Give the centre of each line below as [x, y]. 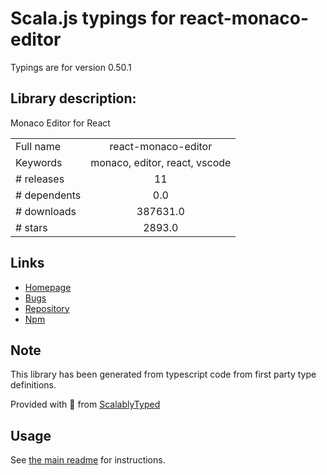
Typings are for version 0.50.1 [71, 67]
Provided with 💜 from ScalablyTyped [85, 404]
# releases [40, 179]
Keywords [39, 162]
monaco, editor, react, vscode [161, 162]
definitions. [33, 385]
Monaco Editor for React [60, 123]
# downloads [46, 211]
